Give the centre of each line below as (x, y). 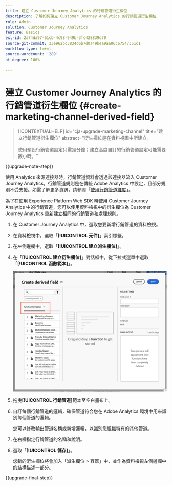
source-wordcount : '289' (32, 54)
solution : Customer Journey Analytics (47, 27)
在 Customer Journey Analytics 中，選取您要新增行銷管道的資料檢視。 (87, 225)
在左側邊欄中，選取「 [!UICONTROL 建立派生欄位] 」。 (68, 246)
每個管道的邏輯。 (35, 417)
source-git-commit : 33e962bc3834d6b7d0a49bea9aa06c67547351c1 (73, 44)
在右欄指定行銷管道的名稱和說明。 (49, 439)
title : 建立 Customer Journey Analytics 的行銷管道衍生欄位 (67, 11)
